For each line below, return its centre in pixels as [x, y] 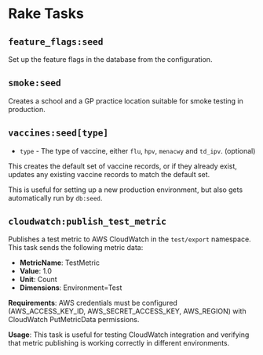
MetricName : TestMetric [60, 263]
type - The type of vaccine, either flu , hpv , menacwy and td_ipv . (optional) [137, 150]
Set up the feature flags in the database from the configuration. [110, 59]
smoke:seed [35, 83]
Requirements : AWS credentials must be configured [93, 303]
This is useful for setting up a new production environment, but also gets [126, 190]
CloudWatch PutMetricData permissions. [74, 320]
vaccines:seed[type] [58, 133]
